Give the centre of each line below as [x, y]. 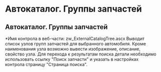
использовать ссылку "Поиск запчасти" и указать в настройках [72, 59]
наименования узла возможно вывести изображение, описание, [73, 49]
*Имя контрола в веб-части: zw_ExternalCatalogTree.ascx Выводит [75, 38]
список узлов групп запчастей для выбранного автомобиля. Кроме [76, 44]
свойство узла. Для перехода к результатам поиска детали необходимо [81, 54]
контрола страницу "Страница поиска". [46, 64]
